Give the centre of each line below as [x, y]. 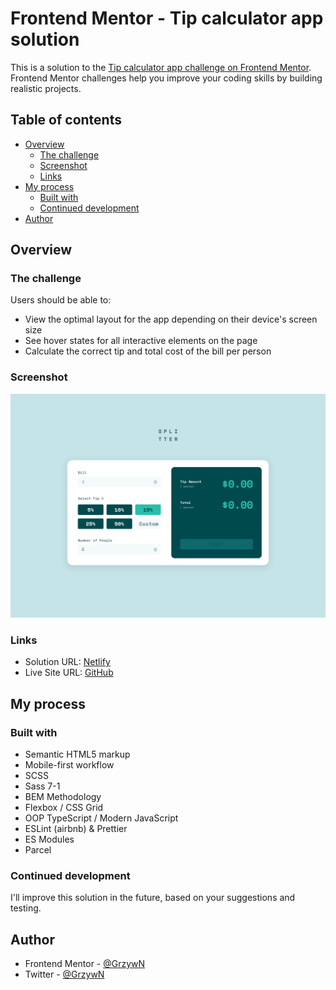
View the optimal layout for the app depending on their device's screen [171, 319]
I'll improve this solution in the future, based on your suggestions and [153, 898]
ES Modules [49, 839]
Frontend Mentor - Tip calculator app [167, 18]
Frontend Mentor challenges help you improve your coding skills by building [166, 78]
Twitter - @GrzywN [64, 974]
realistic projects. [46, 88]
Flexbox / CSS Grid [64, 808]
